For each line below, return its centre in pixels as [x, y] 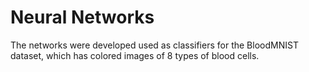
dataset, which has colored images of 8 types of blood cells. [135, 55]
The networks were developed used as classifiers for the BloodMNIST [154, 45]
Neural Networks [82, 17]
